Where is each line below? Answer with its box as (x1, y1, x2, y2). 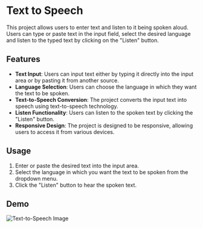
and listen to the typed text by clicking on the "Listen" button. (6, 36, 159, 44)
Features (6, 54, 40, 64)
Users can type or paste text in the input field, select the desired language (6, 30, 192, 37)
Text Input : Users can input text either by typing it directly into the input (14, 70, 194, 78)
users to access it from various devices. (14, 128, 115, 135)
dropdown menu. (14, 175, 58, 182)
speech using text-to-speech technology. (14, 102, 119, 110)
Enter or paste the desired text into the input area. (14, 162, 139, 169)
